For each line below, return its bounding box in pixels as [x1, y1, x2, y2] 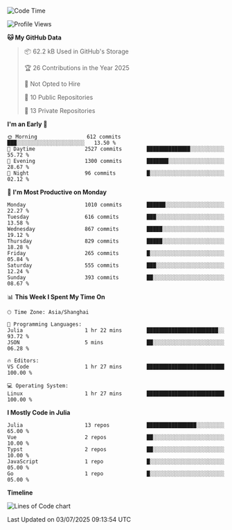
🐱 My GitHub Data [7, 33, 62, 42]
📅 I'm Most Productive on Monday [7, 188, 107, 196]
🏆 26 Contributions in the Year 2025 [24, 64, 130, 72]
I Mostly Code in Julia [7, 409, 71, 416]
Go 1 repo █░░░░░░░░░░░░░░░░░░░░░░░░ [7, 470, 225, 477]
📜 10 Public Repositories [24, 94, 93, 101]
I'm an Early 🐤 [7, 120, 48, 128]
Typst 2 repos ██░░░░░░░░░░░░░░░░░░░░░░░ [7, 446, 225, 453]
